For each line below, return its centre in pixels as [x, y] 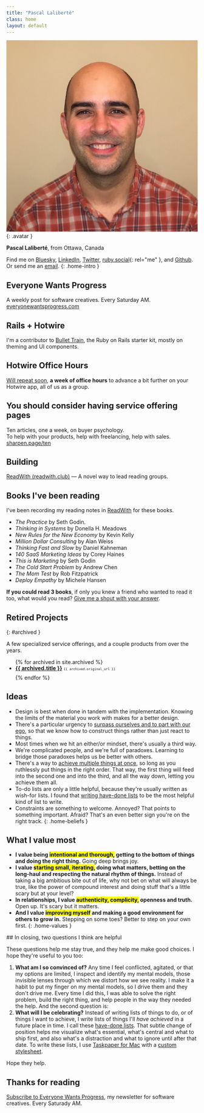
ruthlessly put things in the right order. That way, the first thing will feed [104, 769]
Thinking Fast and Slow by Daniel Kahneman [71, 548]
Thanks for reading [43, 1082]
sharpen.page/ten [29, 443]
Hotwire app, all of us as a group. [48, 386]
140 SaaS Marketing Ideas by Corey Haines [70, 554]
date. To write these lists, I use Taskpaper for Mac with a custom [96, 1045]
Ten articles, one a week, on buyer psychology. [65, 430]
